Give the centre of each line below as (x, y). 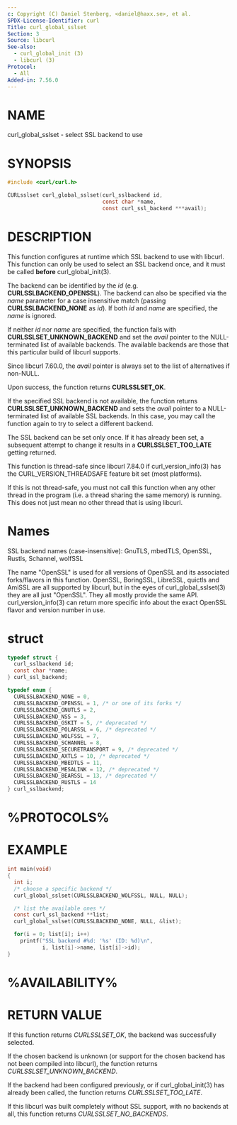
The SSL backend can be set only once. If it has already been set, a (106, 437)
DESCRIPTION (50, 237)
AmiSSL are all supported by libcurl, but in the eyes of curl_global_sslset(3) (116, 587)
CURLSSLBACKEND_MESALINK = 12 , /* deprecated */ (87, 769)
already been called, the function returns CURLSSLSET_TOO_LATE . (105, 1092)
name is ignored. (32, 315)
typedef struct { (33, 658)
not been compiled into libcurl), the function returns (82, 1063)
